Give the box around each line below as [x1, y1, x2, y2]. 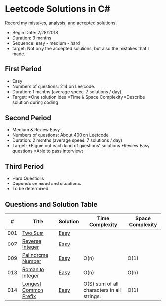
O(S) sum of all [83, 280, 119, 287]
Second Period [5, 114, 52, 122]
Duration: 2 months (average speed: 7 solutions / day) [12, 137, 123, 143]
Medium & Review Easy [12, 126, 60, 132]
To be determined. [12, 186, 50, 192]
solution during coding [12, 99, 58, 105]
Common [22, 287, 43, 294]
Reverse [22, 238, 41, 245]
